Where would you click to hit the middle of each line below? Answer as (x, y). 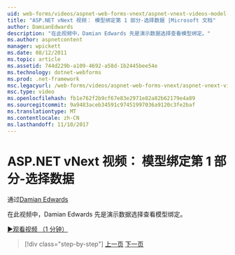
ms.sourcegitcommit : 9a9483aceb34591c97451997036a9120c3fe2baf (101, 105)
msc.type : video (31, 92)
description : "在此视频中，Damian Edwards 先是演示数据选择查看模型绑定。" (109, 33)
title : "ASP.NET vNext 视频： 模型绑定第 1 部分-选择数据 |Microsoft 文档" (112, 20)
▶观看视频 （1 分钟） (38, 229)
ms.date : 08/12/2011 (37, 53)
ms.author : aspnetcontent (45, 40)
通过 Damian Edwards (38, 200)
